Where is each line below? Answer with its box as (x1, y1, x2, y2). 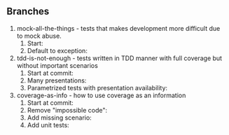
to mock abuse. (16, 31, 62, 40)
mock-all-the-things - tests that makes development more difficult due (16, 24, 221, 32)
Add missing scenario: (27, 113, 92, 122)
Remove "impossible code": (27, 106, 108, 114)
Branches (6, 6, 50, 17)
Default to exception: (27, 46, 88, 55)
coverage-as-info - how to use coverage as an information (16, 91, 186, 99)
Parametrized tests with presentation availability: (27, 83, 168, 92)
